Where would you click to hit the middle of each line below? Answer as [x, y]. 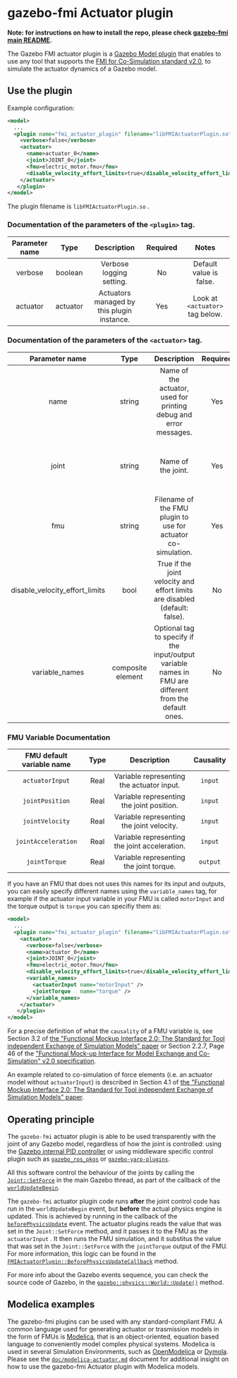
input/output [175, 654]
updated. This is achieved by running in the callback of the [92, 1216]
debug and [174, 414]
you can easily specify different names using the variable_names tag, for [112, 891]
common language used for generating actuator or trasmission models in [113, 1329]
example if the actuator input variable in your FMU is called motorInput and [116, 899]
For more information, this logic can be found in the [82, 1253]
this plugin [115, 310]
